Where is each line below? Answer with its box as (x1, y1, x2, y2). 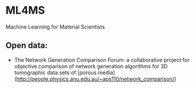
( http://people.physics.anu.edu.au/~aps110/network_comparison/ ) (14, 75, 177, 82)
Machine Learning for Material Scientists (5, 23, 105, 30)
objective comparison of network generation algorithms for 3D (14, 62, 168, 70)
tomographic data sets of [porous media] (14, 69, 116, 76)
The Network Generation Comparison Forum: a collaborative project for (14, 56, 190, 63)
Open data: (5, 40, 48, 51)
